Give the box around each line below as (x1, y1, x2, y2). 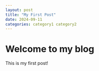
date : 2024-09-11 (5, 17, 43, 22)
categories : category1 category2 (5, 21, 77, 27)
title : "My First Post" (5, 12, 56, 17)
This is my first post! (5, 60, 49, 66)
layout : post (5, 7, 33, 13)
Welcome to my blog (5, 44, 94, 55)
